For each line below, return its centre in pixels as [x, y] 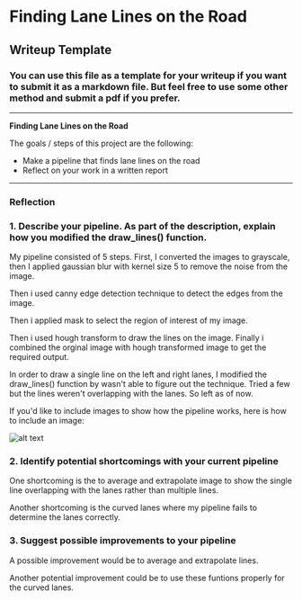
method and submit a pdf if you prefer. [95, 98]
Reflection [32, 201]
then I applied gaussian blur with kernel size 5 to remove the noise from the [149, 266]
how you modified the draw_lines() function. [108, 237]
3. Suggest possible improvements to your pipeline [123, 541]
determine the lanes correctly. [65, 517]
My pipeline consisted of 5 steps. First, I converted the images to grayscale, [150, 257]
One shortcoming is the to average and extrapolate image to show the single [151, 481]
